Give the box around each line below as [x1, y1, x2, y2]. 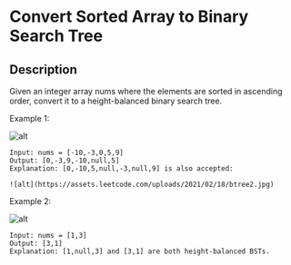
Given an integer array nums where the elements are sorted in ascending [9, 86, 283, 96]
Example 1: [9, 113, 50, 123]
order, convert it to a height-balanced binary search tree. [9, 95, 223, 106]
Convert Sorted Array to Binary [9, 6, 249, 27]
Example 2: [9, 196, 52, 206]
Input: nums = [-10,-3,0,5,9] [9, 148, 125, 157]
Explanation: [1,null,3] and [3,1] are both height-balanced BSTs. [9, 247, 271, 256]
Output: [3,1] [9, 239, 64, 248]
